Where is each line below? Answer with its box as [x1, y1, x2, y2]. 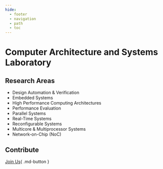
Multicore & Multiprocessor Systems [12, 126, 86, 132]
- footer [9, 12, 27, 17]
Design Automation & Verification [12, 89, 80, 96]
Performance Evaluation [12, 105, 61, 111]
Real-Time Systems [12, 116, 52, 122]
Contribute [5, 145, 39, 154]
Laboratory [5, 57, 52, 68]
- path [9, 21, 23, 26]
